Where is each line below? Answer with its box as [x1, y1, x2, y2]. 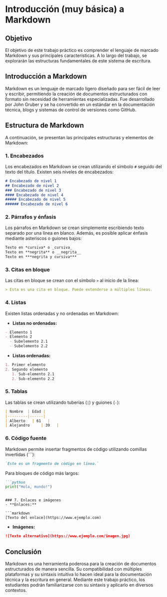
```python [5, 480, 26, 485]
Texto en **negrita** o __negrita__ [5, 250, 81, 255]
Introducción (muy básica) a [5, 3, 125, 15]
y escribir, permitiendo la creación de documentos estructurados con [5, 91, 148, 97]
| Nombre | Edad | [5, 409, 46, 414]
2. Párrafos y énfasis [5, 214, 56, 221]
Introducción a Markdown [5, 72, 87, 81]
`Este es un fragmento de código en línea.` [5, 461, 99, 466]
